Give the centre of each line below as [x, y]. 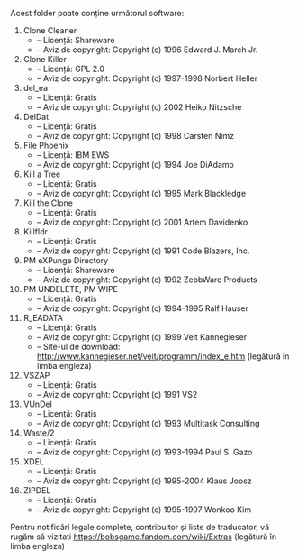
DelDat [36, 117]
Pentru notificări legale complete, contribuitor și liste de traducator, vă [140, 527]
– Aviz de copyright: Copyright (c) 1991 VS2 [117, 395]
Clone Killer [45, 59]
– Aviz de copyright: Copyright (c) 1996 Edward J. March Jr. [147, 50]
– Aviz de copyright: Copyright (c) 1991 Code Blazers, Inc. [143, 251]
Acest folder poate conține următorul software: [97, 13]
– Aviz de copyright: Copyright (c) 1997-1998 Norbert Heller [147, 78]
